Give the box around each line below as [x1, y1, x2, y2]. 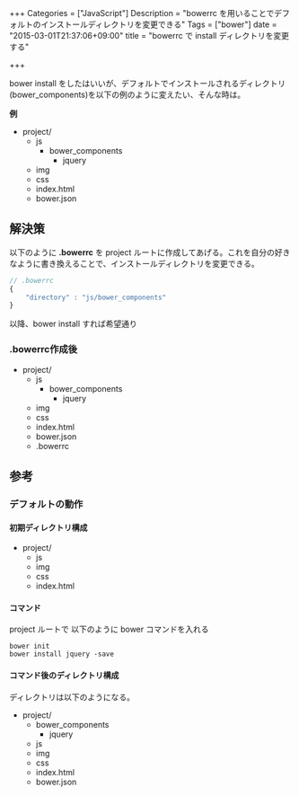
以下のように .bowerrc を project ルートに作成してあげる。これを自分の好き [9, 246, 291, 258]
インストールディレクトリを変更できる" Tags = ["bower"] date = [40, 19, 277, 30]
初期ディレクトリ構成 [9, 522, 88, 533]
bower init [9, 641, 50, 651]
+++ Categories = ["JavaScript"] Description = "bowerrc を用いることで [9, 8, 275, 18]
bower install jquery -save [9, 650, 115, 659]
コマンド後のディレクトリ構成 [9, 669, 119, 680]
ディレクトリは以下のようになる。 [9, 691, 136, 703]
